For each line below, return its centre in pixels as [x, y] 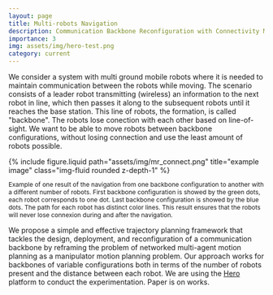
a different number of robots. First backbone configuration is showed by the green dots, [134, 192]
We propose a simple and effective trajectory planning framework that [126, 230]
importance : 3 [32, 39]
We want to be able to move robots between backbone [121, 128]
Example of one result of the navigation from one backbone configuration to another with [136, 184]
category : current [39, 54]
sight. [18, 128]
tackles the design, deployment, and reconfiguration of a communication [130, 239]
